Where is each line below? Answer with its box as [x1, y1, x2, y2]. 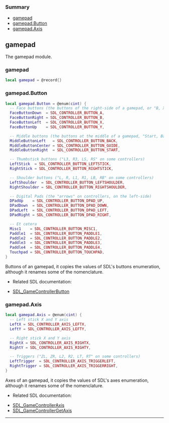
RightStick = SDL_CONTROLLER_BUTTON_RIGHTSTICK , [10, 166, 114, 171]
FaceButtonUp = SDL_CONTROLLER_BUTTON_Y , [10, 125, 105, 130]
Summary [5, 4, 30, 11]
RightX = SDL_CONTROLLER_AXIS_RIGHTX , [10, 340, 92, 345]
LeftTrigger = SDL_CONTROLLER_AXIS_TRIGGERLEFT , [10, 359, 116, 364]
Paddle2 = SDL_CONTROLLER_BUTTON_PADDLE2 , [10, 235, 102, 240]
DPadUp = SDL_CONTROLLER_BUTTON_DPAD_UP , [10, 198, 105, 204]
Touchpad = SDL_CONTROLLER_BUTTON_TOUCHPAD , [10, 250, 105, 255]
